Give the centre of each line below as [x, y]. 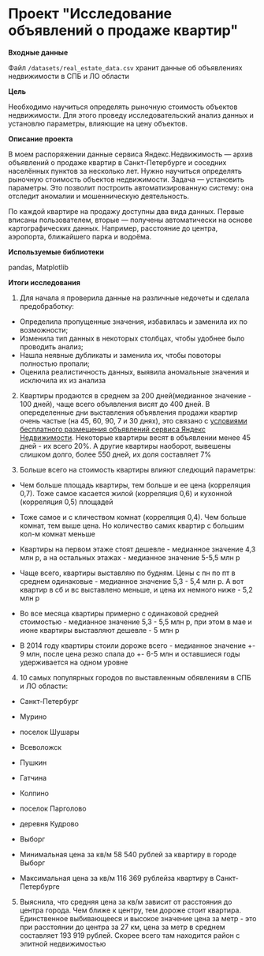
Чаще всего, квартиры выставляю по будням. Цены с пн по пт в [127, 573]
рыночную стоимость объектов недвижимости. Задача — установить [126, 179]
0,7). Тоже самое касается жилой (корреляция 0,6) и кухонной [126, 493]
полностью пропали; [55, 363]
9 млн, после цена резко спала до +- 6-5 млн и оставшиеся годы [130, 653]
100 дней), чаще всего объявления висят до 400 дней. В [115, 404]
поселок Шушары [50, 732]
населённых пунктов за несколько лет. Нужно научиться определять [125, 171]
